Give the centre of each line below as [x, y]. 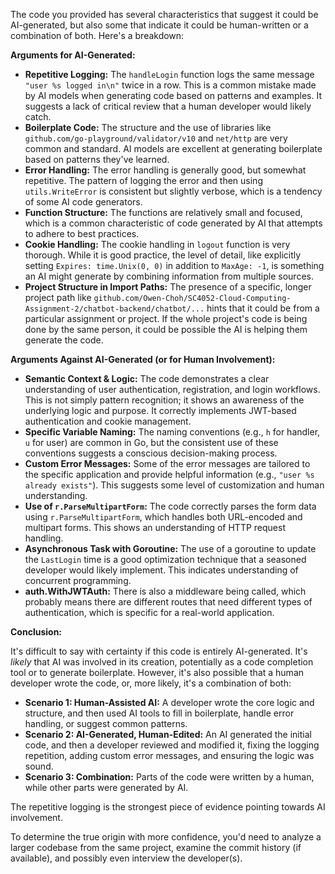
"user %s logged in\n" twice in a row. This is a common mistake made [170, 85]
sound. [39, 766]
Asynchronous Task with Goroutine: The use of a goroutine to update [170, 548]
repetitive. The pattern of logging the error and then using [143, 180]
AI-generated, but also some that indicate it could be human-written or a [159, 25]
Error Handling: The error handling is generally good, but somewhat [165, 170]
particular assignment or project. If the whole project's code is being [166, 318]
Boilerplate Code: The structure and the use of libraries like [148, 127]
